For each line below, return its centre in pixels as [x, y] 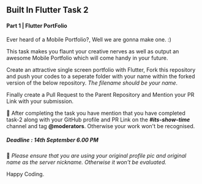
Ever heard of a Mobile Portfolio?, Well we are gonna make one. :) [89, 39]
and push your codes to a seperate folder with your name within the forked [101, 76]
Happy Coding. [25, 174]
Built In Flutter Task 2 [47, 10]
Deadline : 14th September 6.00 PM [53, 140]
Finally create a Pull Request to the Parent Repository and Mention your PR [100, 94]
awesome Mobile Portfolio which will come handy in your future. [87, 58]
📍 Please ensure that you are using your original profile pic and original [96, 155]
